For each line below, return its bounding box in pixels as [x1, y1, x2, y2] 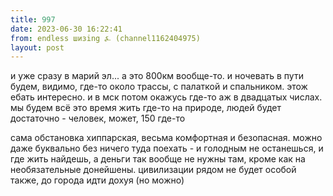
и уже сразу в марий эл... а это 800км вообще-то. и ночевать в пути [10, 70, 304, 82]
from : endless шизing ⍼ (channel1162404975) [10, 33, 201, 43]
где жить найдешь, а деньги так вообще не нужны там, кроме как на [10, 153, 306, 165]
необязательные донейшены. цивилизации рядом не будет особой [10, 164, 297, 176]
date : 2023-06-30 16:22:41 [10, 24, 123, 34]
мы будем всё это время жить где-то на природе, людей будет [10, 102, 282, 114]
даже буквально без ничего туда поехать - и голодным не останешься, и [10, 142, 324, 155]
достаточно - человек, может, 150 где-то [10, 112, 186, 125]
